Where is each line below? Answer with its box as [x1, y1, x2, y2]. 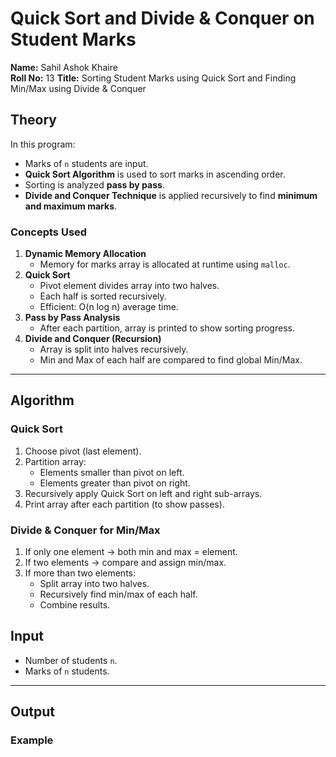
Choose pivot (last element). [24, 445, 142, 457]
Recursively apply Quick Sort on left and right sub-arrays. [24, 487, 263, 499]
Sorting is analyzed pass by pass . [24, 178, 165, 191]
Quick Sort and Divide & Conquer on [10, 7, 315, 30]
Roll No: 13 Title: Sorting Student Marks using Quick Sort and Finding [10, 72, 297, 84]
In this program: [10, 138, 76, 150]
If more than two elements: [24, 567, 136, 579]
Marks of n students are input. [24, 157, 149, 169]
